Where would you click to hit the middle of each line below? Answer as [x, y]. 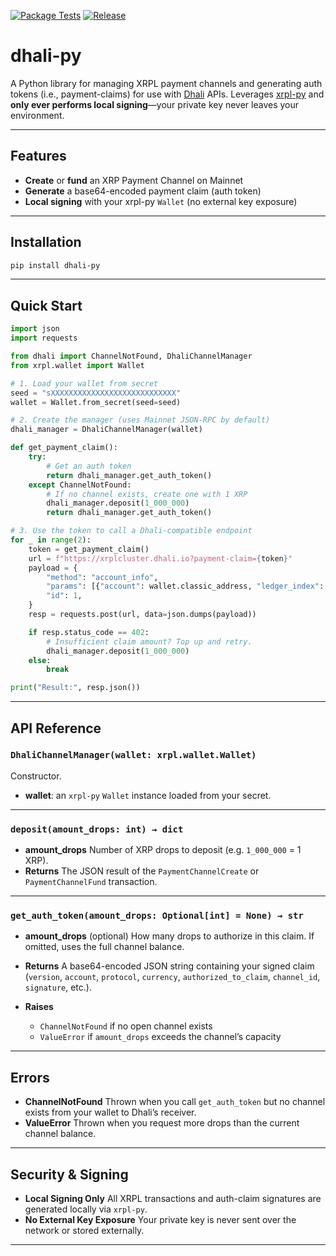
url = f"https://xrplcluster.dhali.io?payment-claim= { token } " [160, 558]
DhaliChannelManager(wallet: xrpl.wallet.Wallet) [133, 755]
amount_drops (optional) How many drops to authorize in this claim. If [169, 936]
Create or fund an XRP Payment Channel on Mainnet [134, 180]
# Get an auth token [89, 466]
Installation [46, 242]
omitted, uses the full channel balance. [104, 947]
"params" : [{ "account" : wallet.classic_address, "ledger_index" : [185, 586]
